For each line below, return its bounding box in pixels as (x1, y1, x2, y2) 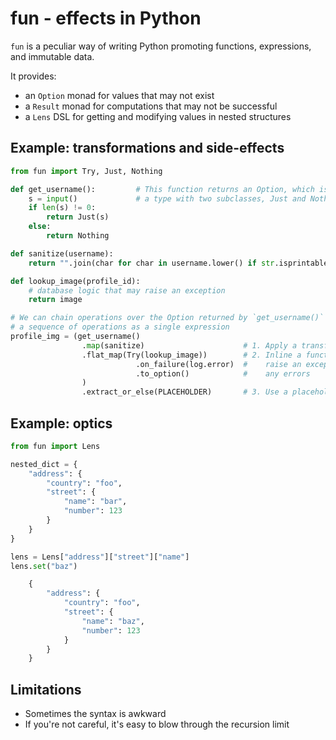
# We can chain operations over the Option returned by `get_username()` (10, 313, 325, 323)
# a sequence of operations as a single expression (10, 322, 230, 332)
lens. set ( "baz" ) (10, 561, 78, 571)
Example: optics (10, 415, 113, 432)
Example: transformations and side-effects (10, 140, 285, 157)
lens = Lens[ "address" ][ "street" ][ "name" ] (10, 552, 190, 562)
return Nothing (46, 231, 110, 241)
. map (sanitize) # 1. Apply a (81, 340, 298, 351)
